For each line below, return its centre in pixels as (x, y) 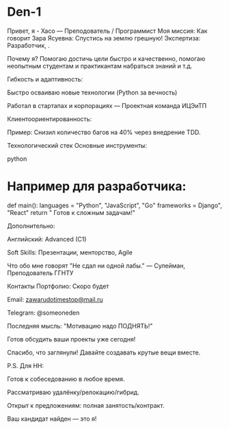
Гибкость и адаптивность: (45, 79)
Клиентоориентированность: (50, 119)
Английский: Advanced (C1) (47, 239)
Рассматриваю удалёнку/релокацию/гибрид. (73, 392)
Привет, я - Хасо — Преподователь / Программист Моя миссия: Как (107, 31)
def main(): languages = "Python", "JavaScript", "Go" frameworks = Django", (114, 205)
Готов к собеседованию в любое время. (66, 379)
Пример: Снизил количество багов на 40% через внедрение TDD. (104, 132)
